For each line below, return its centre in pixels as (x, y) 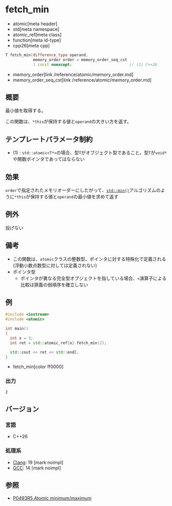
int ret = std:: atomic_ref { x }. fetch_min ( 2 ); (58, 343)
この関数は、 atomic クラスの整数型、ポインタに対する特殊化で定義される (89, 259)
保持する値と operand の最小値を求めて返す (74, 197)
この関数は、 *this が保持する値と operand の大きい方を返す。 (69, 121)
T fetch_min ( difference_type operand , (47, 55)
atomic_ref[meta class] (37, 34)
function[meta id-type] (37, 40)
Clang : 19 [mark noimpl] (38, 462)
